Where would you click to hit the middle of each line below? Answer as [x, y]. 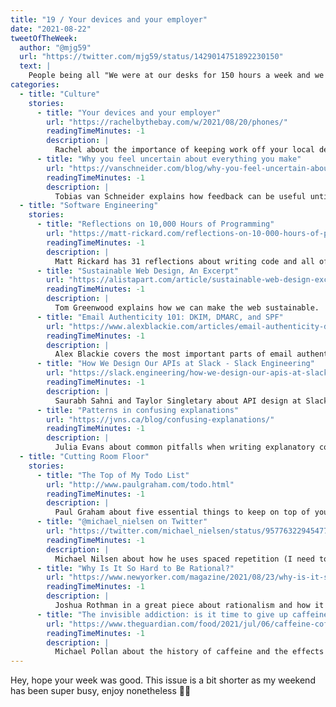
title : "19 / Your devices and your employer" [109, 19]
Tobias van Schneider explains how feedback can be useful [180, 196]
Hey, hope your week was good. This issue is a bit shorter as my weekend [163, 680]
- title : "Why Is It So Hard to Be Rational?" [135, 568]
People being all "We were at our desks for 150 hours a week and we [176, 76]
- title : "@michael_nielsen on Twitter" [122, 522]
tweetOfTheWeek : [44, 38]
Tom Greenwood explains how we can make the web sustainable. [187, 308]
